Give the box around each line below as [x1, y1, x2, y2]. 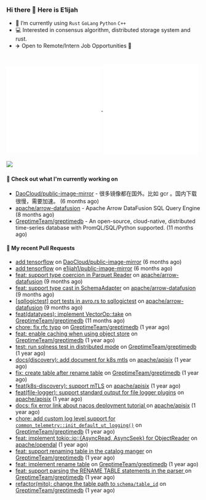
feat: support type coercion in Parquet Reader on [15, 271, 140, 278]
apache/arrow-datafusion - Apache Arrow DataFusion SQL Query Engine [15, 204, 200, 211]
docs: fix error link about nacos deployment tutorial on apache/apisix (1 [15, 402, 196, 409]
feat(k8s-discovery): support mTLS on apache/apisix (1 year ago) [15, 382, 181, 389]
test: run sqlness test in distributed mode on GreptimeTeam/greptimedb [15, 343, 197, 350]
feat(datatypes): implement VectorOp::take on [15, 310, 132, 318]
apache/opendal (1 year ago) [15, 440, 89, 448]
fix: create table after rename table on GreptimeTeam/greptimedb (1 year [15, 369, 199, 377]
